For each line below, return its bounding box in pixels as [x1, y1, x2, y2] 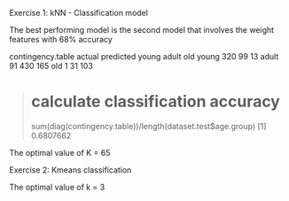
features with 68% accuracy [9, 35, 113, 44]
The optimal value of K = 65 [9, 147, 111, 158]
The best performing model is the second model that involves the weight [9, 25, 275, 35]
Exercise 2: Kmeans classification [9, 164, 132, 175]
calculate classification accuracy [30, 92, 281, 112]
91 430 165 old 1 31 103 [9, 61, 93, 71]
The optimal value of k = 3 [9, 182, 105, 192]
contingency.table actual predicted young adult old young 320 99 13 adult [9, 51, 279, 61]
